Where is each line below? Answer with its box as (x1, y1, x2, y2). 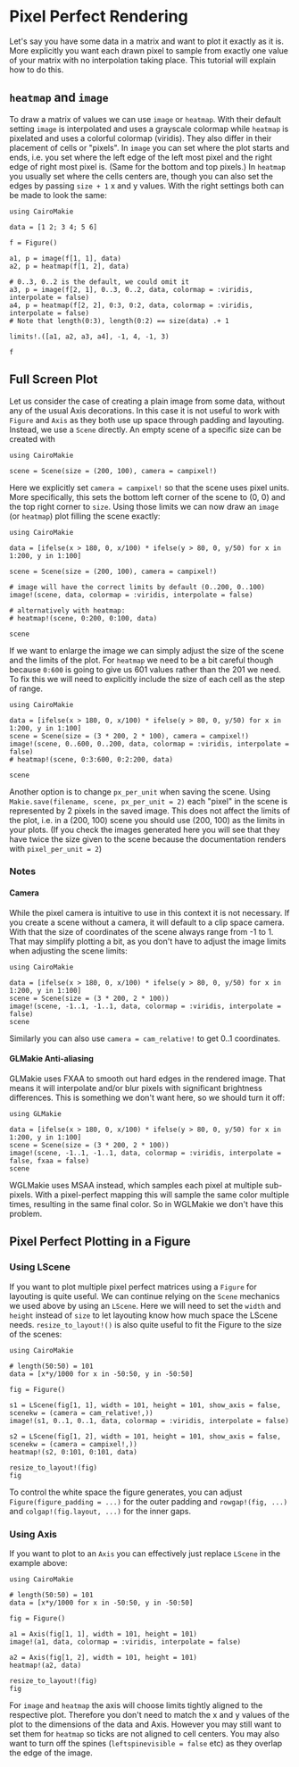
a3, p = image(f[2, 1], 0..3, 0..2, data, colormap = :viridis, (9, 285, 253, 294)
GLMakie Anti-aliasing (9, 1054, 94, 1064)
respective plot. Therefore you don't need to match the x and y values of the (9, 1709, 290, 1720)
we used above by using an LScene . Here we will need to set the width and (9, 1300, 281, 1311)
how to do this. (9, 64, 64, 75)
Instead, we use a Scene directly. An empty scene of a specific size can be (9, 424, 282, 435)
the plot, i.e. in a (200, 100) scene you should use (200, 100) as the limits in (9, 814, 286, 825)
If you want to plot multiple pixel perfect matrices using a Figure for (9, 1281, 257, 1292)
